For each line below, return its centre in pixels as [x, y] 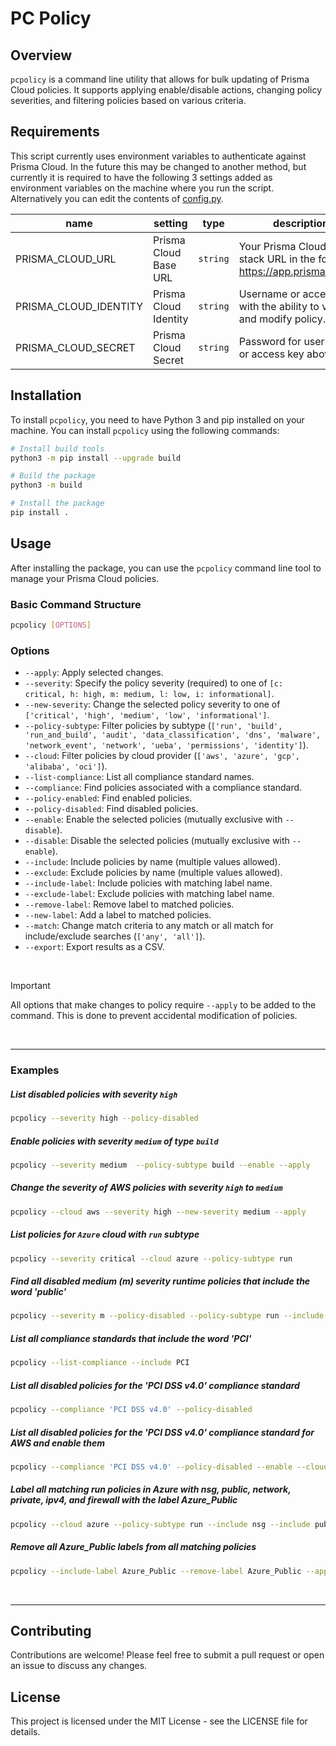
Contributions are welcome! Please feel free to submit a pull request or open [167, 1655]
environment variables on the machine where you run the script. [142, 188]
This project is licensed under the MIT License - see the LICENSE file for [159, 1721]
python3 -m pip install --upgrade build [96, 458]
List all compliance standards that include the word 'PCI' [131, 1338]
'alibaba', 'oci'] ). [66, 766]
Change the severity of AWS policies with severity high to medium [146, 1188]
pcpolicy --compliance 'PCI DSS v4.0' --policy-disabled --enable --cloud [169, 1467]
